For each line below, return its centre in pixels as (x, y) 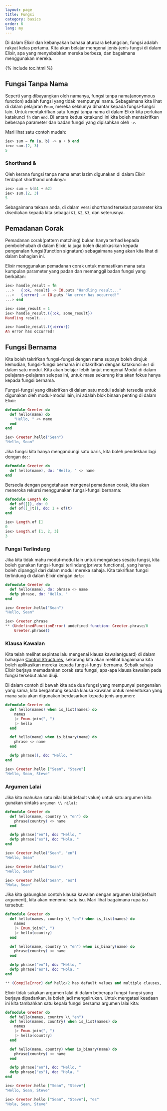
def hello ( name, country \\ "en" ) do (49, 817)
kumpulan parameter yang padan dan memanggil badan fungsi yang (76, 271)
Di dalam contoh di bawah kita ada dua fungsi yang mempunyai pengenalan (83, 685)
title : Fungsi (20, 14)
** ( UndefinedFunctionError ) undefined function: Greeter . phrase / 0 (77, 626)
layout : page (19, 10)
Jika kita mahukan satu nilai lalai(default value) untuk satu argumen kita (79, 797)
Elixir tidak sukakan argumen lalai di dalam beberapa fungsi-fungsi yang (79, 992)
